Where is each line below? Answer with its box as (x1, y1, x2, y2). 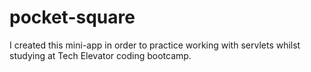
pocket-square (9, 6, 136, 29)
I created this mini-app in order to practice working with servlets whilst (9, 39, 301, 51)
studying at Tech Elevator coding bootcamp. (9, 49, 192, 61)
